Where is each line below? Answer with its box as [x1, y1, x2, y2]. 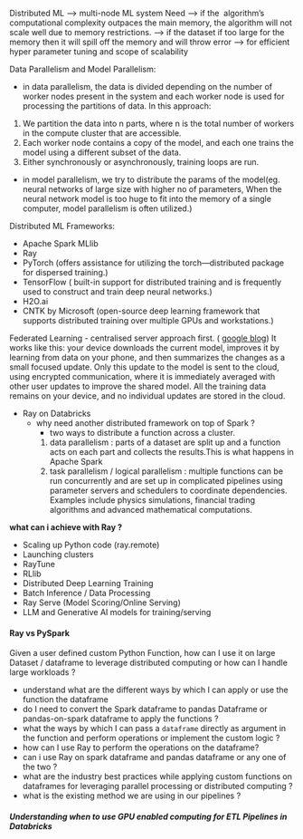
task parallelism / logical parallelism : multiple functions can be [49, 466, 283, 477]
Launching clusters [22, 549, 94, 560]
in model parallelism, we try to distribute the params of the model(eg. [22, 174, 280, 185]
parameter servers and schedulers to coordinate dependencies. [49, 485, 288, 496]
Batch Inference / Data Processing [22, 588, 151, 598]
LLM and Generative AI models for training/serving [22, 607, 212, 617]
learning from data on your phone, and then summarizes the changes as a [9, 352, 286, 362]
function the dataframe [22, 694, 109, 705]
